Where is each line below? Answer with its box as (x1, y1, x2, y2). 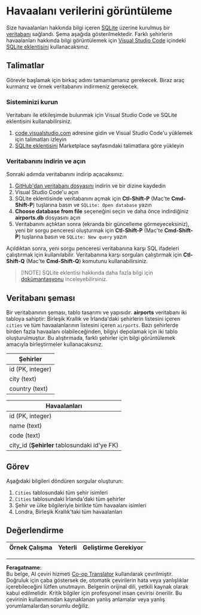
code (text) (9, 432, 41, 440)
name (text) (9, 421, 42, 430)
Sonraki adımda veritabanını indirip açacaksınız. (6, 171, 124, 178)
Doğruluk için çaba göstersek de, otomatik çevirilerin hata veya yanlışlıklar (6, 577, 189, 584)
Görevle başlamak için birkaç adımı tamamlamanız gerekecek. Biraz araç (6, 76, 185, 83)
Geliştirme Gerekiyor (83, 543, 144, 551)
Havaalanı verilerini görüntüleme (6, 4, 172, 18)
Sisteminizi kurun (6, 98, 59, 106)
